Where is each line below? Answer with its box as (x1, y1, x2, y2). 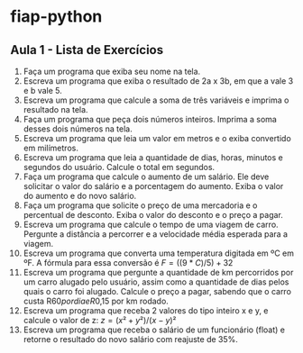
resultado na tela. (23, 104, 88, 114)
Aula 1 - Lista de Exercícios (10, 42, 164, 58)
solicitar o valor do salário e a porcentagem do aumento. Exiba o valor (23, 181, 284, 191)
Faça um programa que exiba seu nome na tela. (23, 66, 201, 77)
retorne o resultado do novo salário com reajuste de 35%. (23, 334, 238, 344)
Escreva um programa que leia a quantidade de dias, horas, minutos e (23, 152, 283, 163)
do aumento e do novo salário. (23, 191, 137, 201)
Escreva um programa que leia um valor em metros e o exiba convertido (23, 133, 291, 143)
